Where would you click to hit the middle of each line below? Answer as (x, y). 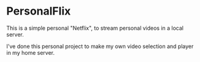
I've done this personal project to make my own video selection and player (100, 46)
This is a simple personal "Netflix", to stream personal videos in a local (95, 28)
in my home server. (31, 52)
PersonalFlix (39, 11)
